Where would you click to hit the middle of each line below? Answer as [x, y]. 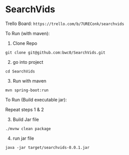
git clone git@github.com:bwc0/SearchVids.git [55, 53]
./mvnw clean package [28, 128]
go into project [28, 62]
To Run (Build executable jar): [36, 99]
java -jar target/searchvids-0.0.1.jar [47, 147]
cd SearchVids [20, 71]
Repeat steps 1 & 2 [25, 109]
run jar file [23, 138]
